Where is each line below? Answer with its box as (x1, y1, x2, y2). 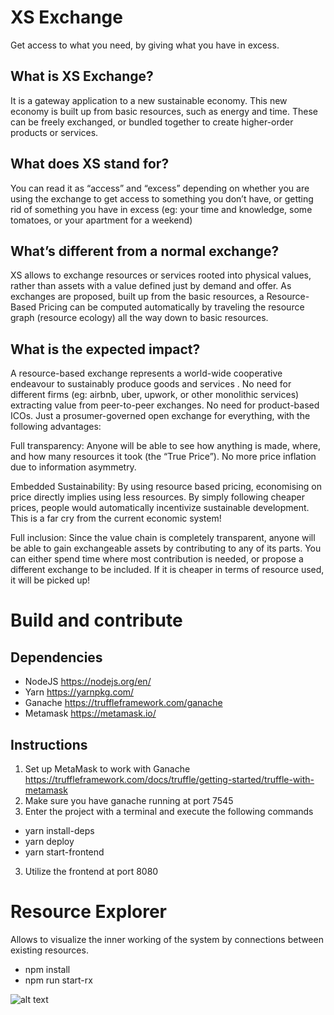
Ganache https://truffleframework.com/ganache (24, 697, 223, 709)
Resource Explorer (10, 901, 167, 923)
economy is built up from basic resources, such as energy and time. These (10, 105, 319, 117)
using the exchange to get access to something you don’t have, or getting (10, 192, 314, 205)
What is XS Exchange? (10, 68, 154, 85)
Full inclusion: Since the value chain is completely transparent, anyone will (10, 532, 316, 544)
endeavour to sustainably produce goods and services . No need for (10, 378, 292, 390)
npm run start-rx (24, 974, 93, 986)
